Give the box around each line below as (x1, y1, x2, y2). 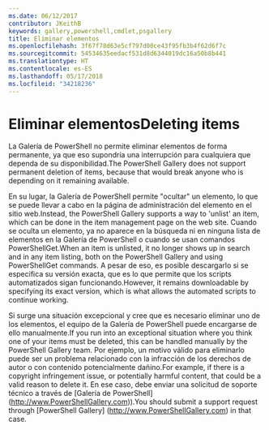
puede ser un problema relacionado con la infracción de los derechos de (8, 354, 251, 363)
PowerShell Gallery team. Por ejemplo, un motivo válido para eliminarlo (8, 346, 245, 355)
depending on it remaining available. (8, 176, 130, 186)
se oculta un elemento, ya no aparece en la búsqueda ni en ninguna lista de (8, 226, 261, 236)
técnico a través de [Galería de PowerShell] (8, 389, 153, 398)
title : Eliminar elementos (8, 34, 100, 43)
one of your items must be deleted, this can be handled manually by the (8, 337, 248, 346)
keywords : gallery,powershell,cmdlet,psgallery (8, 27, 173, 35)
